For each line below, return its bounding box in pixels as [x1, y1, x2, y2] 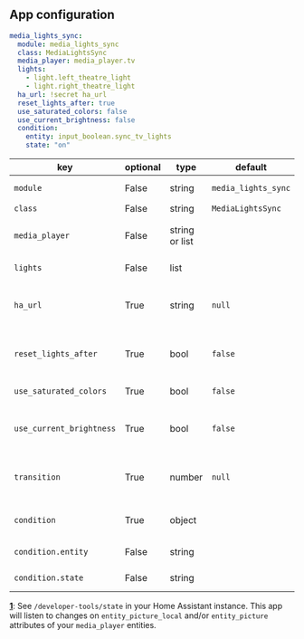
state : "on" [25, 140, 71, 150]
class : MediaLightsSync [17, 48, 107, 57]
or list [169, 234, 194, 247]
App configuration [9, 7, 115, 23]
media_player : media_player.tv [17, 56, 136, 66]
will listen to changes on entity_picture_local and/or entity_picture [9, 610, 269, 621]
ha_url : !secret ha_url [17, 90, 107, 99]
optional [125, 161, 161, 174]
